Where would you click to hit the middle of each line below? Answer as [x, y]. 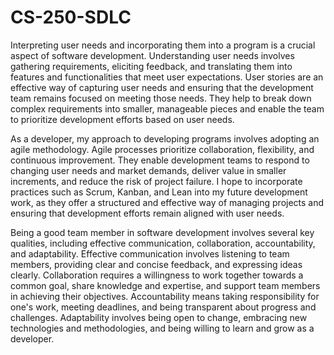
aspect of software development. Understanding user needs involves [152, 55]
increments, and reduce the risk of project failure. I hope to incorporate [156, 181]
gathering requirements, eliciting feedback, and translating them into [151, 66]
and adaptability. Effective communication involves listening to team [150, 253]
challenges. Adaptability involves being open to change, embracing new [159, 317]
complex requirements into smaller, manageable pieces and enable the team [167, 108]
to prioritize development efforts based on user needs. [122, 119]
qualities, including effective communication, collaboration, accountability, [163, 243]
